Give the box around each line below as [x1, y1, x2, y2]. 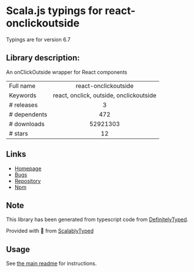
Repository [14, 177, 41, 184]
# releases [9, 101, 38, 109]
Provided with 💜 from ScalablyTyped [6, 227, 94, 234]
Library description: [6, 53, 80, 63]
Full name [9, 81, 36, 90]
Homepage [14, 165, 42, 172]
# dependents [9, 110, 48, 118]
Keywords [9, 91, 37, 99]
